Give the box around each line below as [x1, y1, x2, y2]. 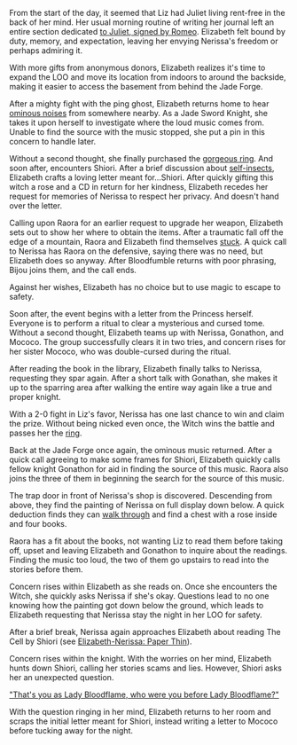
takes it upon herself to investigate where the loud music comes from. [9, 117, 264, 128]
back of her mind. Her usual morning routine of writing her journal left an [9, 17, 275, 27]
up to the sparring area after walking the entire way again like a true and [9, 382, 272, 393]
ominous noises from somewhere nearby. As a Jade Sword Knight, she [9, 108, 269, 118]
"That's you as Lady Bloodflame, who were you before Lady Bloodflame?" [9, 689, 279, 700]
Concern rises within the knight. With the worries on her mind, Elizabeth [9, 654, 272, 663]
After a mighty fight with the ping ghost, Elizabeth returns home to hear [9, 98, 270, 109]
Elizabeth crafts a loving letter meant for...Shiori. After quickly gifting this [9, 172, 274, 183]
